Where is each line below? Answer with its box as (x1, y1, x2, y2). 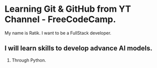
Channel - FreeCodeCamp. (4, 14, 116, 25)
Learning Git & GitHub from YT (4, 3, 131, 15)
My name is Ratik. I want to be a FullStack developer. (4, 30, 112, 36)
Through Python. (11, 57, 46, 63)
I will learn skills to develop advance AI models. (4, 44, 153, 52)
